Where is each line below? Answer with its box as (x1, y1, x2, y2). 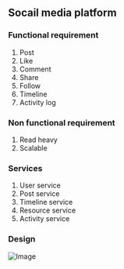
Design (8, 234, 36, 245)
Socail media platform (8, 6, 117, 20)
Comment (19, 64, 51, 74)
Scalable (19, 143, 48, 152)
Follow (19, 81, 41, 90)
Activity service (19, 214, 70, 224)
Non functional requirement (8, 117, 115, 128)
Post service (19, 189, 60, 198)
